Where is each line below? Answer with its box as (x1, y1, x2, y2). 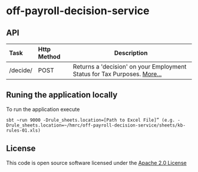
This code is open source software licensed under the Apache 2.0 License (6, 159, 187, 166)
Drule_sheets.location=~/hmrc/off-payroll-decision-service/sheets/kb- (6, 122, 186, 128)
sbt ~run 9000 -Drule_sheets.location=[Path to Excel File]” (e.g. (6, 117, 176, 123)
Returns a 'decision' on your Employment (72, 63, 187, 70)
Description (114, 49, 148, 57)
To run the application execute (6, 105, 80, 113)
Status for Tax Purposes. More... (72, 70, 162, 78)
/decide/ (9, 66, 32, 74)
